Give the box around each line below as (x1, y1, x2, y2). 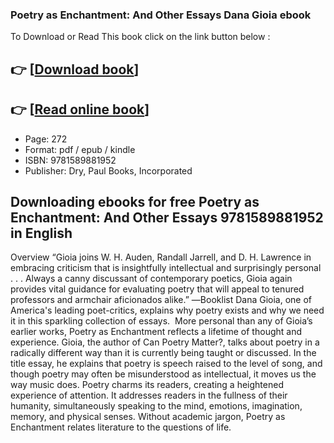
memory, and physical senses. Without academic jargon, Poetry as (10, 411, 286, 423)
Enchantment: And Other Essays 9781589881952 (10, 209, 324, 226)
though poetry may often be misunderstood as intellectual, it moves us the (10, 368, 317, 380)
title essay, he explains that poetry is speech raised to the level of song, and (10, 358, 323, 370)
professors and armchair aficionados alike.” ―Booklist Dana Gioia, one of (10, 294, 313, 306)
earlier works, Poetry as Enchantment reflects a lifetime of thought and (10, 326, 302, 338)
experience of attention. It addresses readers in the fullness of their (10, 389, 288, 402)
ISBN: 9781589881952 (24, 154, 117, 166)
